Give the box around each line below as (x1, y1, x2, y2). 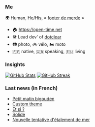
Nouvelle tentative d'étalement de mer (12, 117, 90, 123)
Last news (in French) (5, 85, 58, 92)
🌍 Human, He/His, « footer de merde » (5, 15, 85, 21)
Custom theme (12, 101, 43, 107)
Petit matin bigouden (12, 95, 55, 101)
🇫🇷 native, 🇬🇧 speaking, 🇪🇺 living (12, 48, 86, 55)
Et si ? (12, 106, 25, 112)
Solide (12, 111, 26, 117)
